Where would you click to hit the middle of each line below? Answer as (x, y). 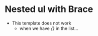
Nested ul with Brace (49, 9)
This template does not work (41, 23)
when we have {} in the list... (49, 28)
